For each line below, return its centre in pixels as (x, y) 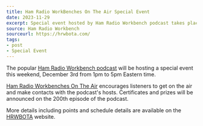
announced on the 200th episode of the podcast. (67, 98)
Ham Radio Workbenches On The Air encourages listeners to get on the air (99, 86)
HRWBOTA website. (31, 116)
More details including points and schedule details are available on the (94, 110)
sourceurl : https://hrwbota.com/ (48, 34)
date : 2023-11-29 (28, 17)
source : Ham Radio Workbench (43, 28)
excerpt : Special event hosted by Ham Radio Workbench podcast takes (96, 23)
